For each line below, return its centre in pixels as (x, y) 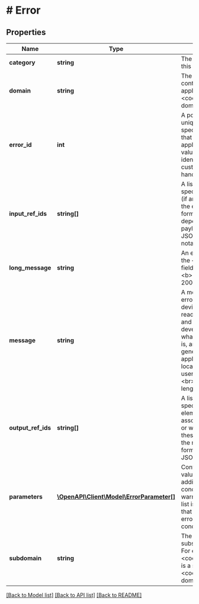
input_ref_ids (28, 214)
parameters (26, 497)
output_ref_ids (30, 428)
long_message (30, 268)
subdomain (25, 558)
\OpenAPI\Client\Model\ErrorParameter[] (116, 497)
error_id (20, 145)
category (22, 63)
